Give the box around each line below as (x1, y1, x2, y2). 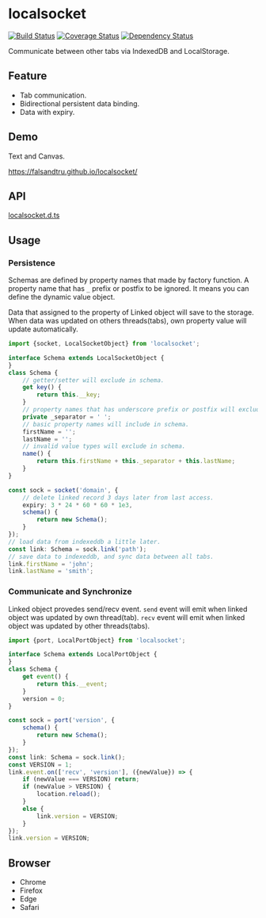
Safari (19, 903, 40, 912)
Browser (8, 856, 51, 870)
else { (22, 805, 44, 813)
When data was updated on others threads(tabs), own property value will (8, 316, 247, 326)
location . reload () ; (36, 790, 101, 798)
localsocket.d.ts (8, 211, 60, 220)
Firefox (19, 885, 44, 896)
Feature (8, 69, 47, 83)
